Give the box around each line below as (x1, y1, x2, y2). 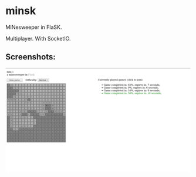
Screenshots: (5, 52, 56, 62)
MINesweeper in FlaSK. (5, 24, 62, 31)
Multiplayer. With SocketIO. (5, 35, 71, 42)
